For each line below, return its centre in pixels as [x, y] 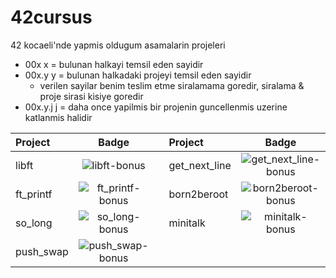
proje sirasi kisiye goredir [91, 96]
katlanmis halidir [58, 117]
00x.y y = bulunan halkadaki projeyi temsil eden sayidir [138, 75]
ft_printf [34, 194]
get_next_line [200, 165]
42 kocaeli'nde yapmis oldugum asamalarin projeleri [118, 45]
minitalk [187, 223]
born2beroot [198, 194]
